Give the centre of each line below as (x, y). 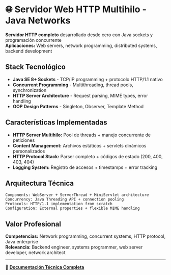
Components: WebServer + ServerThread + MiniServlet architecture (77, 195)
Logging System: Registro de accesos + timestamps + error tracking (85, 167)
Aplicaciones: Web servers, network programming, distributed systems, (81, 45)
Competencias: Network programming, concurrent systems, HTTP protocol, (85, 236)
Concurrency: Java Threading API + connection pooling (65, 199)
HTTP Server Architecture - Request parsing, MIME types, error (80, 95)
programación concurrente (34, 40)
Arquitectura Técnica (40, 183)
